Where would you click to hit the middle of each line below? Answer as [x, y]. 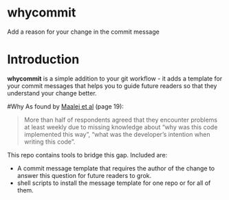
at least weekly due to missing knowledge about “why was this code [121, 127]
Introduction [43, 59]
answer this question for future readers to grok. [84, 175]
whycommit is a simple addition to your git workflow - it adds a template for [115, 78]
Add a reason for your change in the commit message [83, 32]
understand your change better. [52, 93]
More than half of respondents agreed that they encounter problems [121, 120]
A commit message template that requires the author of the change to [116, 168]
